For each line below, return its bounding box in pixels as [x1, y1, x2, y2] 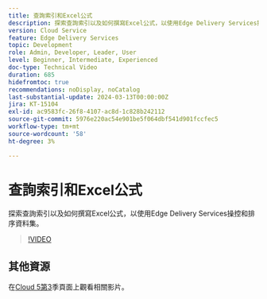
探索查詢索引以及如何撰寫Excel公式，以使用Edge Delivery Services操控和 [8, 208, 249, 219]
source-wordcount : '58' [8, 130, 87, 138]
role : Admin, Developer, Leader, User [8, 49, 137, 56]
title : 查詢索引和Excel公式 [8, 11, 93, 20]
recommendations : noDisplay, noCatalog [8, 85, 141, 94]
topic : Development [8, 41, 73, 49]
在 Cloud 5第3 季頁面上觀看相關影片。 [8, 282, 129, 292]
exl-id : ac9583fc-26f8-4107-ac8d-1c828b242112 [8, 108, 165, 116]
